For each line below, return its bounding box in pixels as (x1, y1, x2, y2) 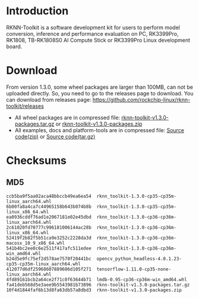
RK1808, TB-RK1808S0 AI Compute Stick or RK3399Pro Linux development (6, 36, 191, 43)
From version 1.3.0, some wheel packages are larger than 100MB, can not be (6, 83, 193, 91)
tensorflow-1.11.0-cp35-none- (96, 266, 171, 272)
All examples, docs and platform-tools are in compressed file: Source (14, 126, 185, 133)
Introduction (6, 4, 69, 18)
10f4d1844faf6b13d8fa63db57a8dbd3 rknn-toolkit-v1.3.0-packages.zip (6, 287, 182, 293)
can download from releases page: (6, 96, 91, 103)
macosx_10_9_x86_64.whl (6, 240, 65, 246)
